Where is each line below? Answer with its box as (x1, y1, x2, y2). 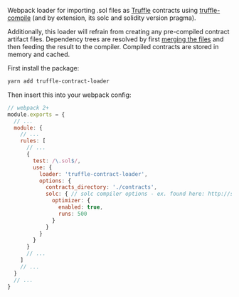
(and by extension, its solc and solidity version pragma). (32, 14, 197, 22)
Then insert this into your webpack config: (7, 90, 132, 99)
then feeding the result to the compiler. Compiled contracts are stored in (7, 43, 219, 51)
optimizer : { (52, 197, 91, 204)
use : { (33, 164, 53, 171)
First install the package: (7, 64, 80, 72)
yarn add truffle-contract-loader (7, 78, 110, 85)
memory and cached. (7, 50, 70, 58)
